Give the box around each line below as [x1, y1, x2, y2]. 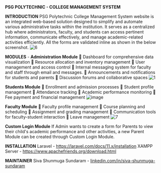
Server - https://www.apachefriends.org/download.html [5, 148, 116, 154]
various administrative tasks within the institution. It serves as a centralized [5, 24, 155, 30]
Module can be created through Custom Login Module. [5, 134, 115, 139]
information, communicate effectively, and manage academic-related [5, 34, 143, 40]
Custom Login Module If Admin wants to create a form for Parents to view [5, 123, 154, 129]
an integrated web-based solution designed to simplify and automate [5, 19, 143, 24]
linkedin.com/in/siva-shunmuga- [90, 158, 156, 163]
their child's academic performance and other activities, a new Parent [5, 129, 145, 134]
